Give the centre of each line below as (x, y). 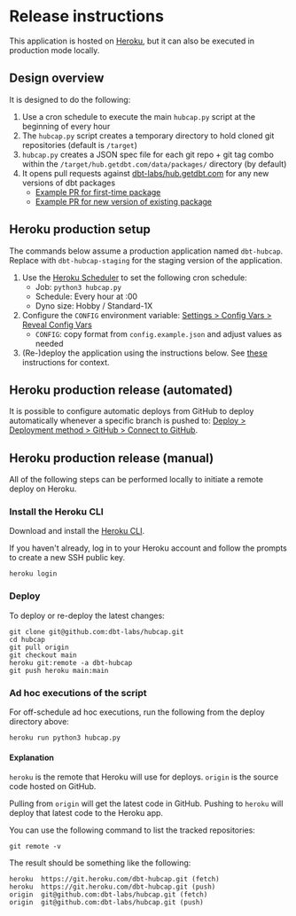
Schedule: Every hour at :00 (86, 296)
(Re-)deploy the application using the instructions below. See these (144, 353)
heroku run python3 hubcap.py (65, 738)
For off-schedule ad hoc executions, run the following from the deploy (137, 712)
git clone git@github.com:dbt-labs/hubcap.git (97, 631)
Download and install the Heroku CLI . (77, 531)
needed (49, 343)
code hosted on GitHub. (53, 787)
